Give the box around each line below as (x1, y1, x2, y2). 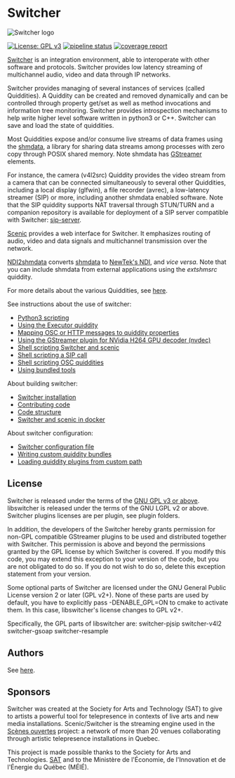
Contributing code (17, 400, 70, 409)
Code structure (17, 407, 62, 416)
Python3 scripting (17, 313, 69, 322)
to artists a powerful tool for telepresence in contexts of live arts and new (7, 712, 219, 720)
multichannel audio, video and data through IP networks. (7, 70, 171, 79)
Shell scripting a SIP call (17, 350, 88, 359)
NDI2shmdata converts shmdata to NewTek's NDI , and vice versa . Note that (7, 258, 227, 266)
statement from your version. (7, 569, 91, 578)
